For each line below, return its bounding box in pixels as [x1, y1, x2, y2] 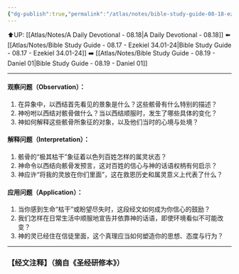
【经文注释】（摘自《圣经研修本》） [7, 258, 124, 268]
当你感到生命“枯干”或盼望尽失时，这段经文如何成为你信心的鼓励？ [17, 205, 211, 214]
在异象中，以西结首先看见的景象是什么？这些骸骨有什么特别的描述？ [17, 100, 218, 108]
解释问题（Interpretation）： [7, 135, 90, 144]
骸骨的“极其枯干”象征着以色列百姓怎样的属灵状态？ [17, 152, 167, 161]
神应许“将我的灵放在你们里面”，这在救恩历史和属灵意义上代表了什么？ [17, 170, 223, 179]
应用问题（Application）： [7, 188, 83, 196]
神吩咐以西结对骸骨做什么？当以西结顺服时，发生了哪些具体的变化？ [17, 108, 218, 117]
